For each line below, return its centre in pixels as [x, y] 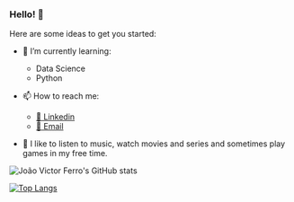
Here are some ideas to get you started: [83, 34]
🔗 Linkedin [55, 117]
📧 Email [50, 127]
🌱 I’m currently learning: [67, 51]
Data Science [60, 69]
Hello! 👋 [27, 14]
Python [49, 78]
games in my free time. [65, 154]
